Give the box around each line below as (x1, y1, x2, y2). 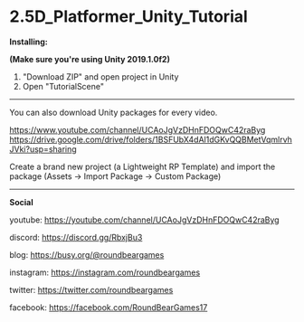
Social (9, 196, 33, 207)
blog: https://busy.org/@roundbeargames (9, 249, 165, 260)
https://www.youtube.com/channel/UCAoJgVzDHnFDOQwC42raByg (9, 124, 266, 135)
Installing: (9, 36, 48, 47)
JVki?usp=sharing (9, 143, 77, 155)
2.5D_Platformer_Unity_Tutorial (9, 6, 249, 27)
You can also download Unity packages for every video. (9, 107, 218, 118)
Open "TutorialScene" (22, 80, 105, 91)
